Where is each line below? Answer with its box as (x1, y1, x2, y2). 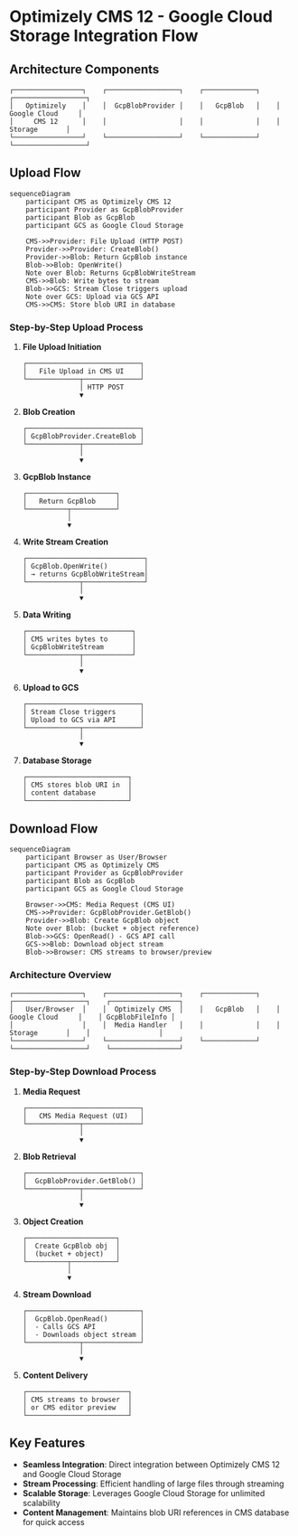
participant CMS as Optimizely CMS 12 (25, 197, 172, 206)
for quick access (22, 1517, 85, 1528)
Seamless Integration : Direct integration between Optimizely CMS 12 (22, 1459, 281, 1470)
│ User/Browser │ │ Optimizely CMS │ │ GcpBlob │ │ (9, 1005, 281, 1014)
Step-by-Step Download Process (9, 1065, 157, 1078)
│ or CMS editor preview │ (22, 1403, 133, 1412)
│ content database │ (22, 788, 133, 797)
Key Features (9, 1435, 86, 1450)
